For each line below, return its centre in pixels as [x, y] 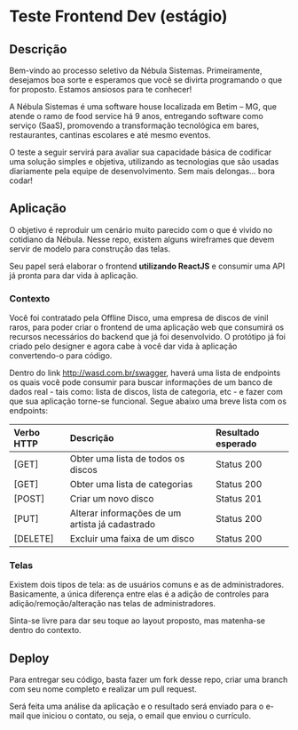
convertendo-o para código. [61, 356]
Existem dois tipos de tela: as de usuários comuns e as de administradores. [147, 585]
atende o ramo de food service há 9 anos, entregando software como [136, 116]
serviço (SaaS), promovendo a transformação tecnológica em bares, [134, 125]
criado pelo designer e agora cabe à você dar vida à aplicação [123, 346]
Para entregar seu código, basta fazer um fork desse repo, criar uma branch [149, 680]
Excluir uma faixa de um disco [132, 539]
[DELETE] [34, 539]
